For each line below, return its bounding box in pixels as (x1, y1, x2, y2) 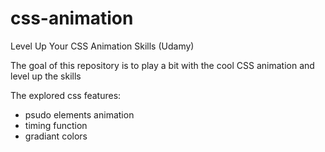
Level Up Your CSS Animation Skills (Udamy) (10, 40, 195, 52)
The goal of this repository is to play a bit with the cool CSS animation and (10, 59, 315, 71)
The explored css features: (10, 89, 122, 101)
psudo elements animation (24, 108, 135, 121)
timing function (24, 119, 88, 131)
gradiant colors (24, 130, 88, 142)
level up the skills (10, 70, 82, 82)
